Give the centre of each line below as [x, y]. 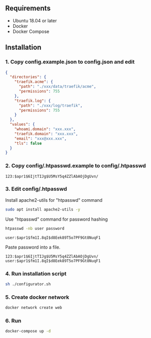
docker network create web [34, 308]
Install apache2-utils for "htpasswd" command [54, 200]
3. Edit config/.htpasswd [36, 189]
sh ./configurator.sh [28, 284]
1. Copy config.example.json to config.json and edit [70, 62]
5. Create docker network [37, 297]
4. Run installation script [36, 273]
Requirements [28, 8]
